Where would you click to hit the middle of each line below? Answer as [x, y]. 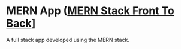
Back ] [21, 23]
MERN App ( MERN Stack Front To [90, 11]
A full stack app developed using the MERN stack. [68, 40]
